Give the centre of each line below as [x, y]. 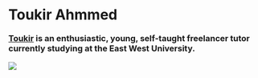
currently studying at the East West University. [102, 48]
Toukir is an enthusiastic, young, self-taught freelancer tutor [129, 39]
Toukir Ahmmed [63, 15]
